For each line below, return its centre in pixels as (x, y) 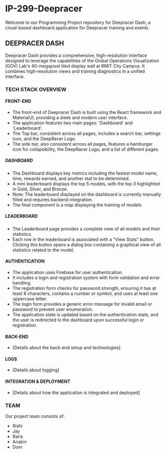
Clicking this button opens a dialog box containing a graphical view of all (86, 245)
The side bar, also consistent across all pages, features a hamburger (83, 144)
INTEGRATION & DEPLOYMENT (38, 381)
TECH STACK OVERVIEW (36, 89)
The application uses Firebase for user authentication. (68, 272)
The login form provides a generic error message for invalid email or (82, 304)
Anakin (19, 442)
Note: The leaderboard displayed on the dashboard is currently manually (87, 194)
